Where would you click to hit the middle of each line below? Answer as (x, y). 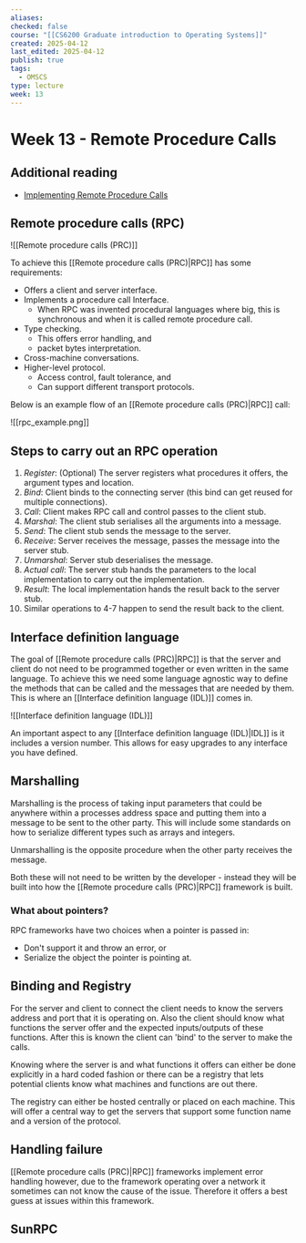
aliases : (27, 18)
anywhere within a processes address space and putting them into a (138, 813)
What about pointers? (59, 910)
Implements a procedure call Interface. (96, 300)
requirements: (36, 272)
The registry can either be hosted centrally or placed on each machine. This (153, 1101)
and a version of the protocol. (66, 1121)
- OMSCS (33, 77)
